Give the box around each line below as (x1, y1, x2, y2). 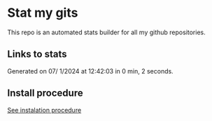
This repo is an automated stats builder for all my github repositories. (7, 28, 206, 36)
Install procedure (7, 87, 83, 99)
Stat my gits (7, 5, 78, 21)
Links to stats (7, 48, 67, 60)
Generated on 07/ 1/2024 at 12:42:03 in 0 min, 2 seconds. (7, 66, 174, 75)
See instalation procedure (7, 106, 82, 114)
